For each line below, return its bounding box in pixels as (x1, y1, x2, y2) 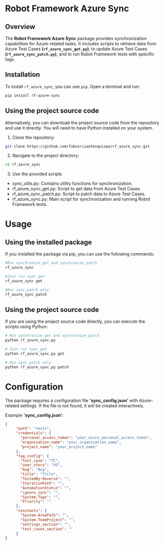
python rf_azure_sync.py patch (5, 364, 69, 369)
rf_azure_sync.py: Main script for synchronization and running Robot (12, 196, 151, 202)
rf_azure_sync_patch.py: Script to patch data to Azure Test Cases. (12, 191, 146, 197)
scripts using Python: (5, 324, 48, 330)
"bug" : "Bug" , (20, 467, 49, 472)
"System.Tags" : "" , (20, 494, 60, 499)
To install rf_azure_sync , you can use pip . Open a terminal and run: (5, 83, 141, 89)
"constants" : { (16, 508, 47, 513)
